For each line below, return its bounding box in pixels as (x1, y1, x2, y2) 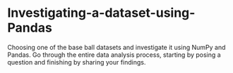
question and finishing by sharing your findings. (7, 58, 146, 66)
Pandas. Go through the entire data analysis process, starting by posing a (7, 51, 221, 59)
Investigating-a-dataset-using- (7, 5, 196, 21)
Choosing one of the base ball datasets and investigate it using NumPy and (7, 43, 226, 51)
